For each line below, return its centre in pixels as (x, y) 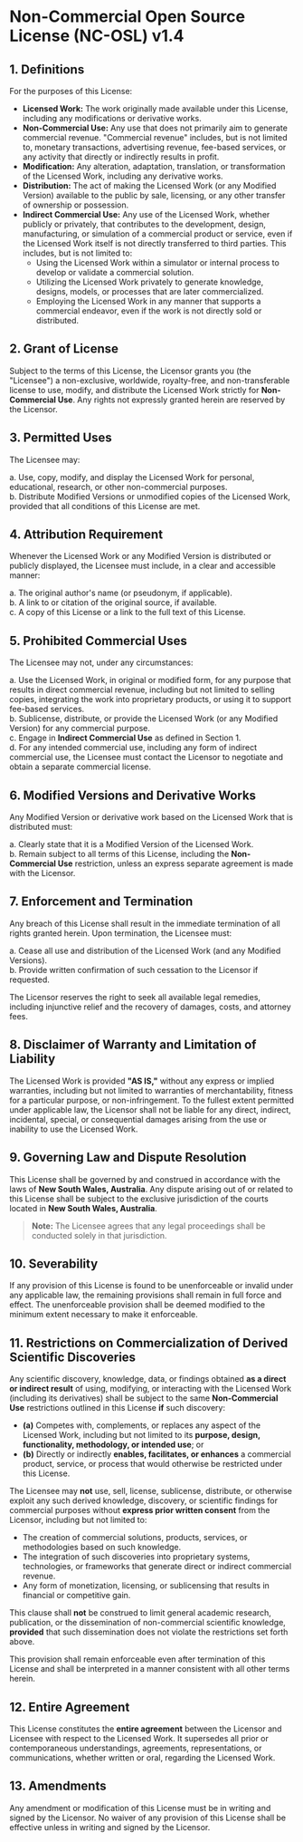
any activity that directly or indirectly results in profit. (121, 157)
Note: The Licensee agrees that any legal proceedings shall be (148, 1226)
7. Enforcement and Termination (101, 902)
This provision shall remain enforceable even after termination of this (137, 1659)
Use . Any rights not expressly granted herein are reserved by (171, 400)
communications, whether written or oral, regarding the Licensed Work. (142, 1757)
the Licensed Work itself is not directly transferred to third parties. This (154, 243)
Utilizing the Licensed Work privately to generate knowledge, (150, 282)
